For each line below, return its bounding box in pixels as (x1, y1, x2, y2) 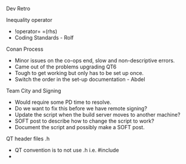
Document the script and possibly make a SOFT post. (14, 124, 145, 130)
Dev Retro (6, 5, 31, 12)
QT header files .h (6, 135, 50, 142)
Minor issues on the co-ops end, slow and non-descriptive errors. (14, 57, 175, 64)
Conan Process (6, 45, 44, 53)
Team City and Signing (6, 87, 61, 94)
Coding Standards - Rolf (14, 34, 74, 41)
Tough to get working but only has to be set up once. (14, 70, 144, 76)
